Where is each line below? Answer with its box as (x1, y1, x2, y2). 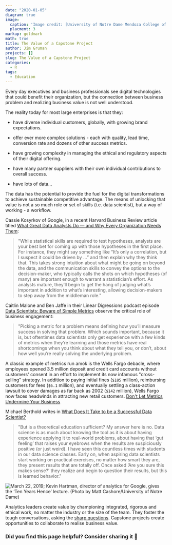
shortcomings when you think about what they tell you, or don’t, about (17, 345, 166, 351)
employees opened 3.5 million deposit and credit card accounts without (5, 365, 157, 372)
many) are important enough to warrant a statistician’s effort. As (17, 276, 153, 282)
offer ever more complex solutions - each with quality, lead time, (12, 134, 149, 141)
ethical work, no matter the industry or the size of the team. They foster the (5, 509, 165, 515)
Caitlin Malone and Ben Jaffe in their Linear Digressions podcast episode (5, 302, 159, 308)
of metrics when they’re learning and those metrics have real (17, 339, 147, 345)
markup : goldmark (5, 31, 43, 36)
